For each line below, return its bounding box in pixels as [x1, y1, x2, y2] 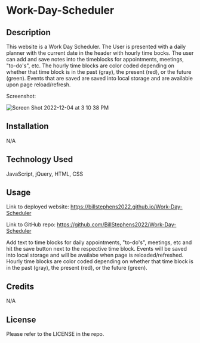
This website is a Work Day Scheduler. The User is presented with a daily [6, 43, 186, 50]
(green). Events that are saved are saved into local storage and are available [6, 75, 193, 82]
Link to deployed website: [6, 203, 70, 210]
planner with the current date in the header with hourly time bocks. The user [6, 49, 194, 57]
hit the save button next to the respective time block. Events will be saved [6, 245, 187, 252]
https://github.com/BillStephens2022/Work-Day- [56, 221, 177, 228]
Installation [6, 121, 49, 132]
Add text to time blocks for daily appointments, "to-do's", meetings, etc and [6, 239, 192, 246]
